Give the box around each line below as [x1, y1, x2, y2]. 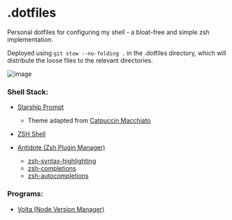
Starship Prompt [17, 103, 64, 111]
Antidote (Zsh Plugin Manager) [17, 143, 106, 152]
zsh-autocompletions [27, 172, 89, 180]
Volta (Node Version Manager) [17, 205, 105, 213]
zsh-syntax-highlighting [27, 157, 97, 165]
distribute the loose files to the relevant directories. [7, 56, 154, 64]
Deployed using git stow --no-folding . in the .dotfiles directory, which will [7, 49, 227, 57]
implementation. [7, 35, 53, 43]
